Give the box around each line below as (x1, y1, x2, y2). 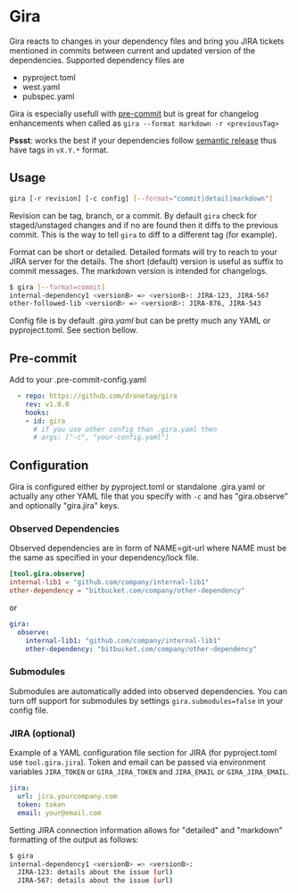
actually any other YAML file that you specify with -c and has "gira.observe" (9, 491, 288, 501)
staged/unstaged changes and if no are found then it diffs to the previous (9, 219, 278, 230)
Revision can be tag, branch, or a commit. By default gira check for (9, 210, 257, 220)
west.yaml (21, 81, 61, 92)
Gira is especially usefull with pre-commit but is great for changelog (9, 108, 259, 119)
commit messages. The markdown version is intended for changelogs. (9, 265, 269, 276)
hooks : (25, 408, 50, 417)
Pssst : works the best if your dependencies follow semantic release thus (9, 135, 277, 145)
